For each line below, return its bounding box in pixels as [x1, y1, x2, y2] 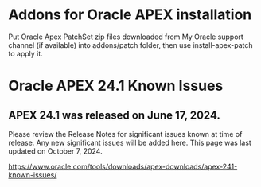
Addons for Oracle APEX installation [8, 6, 252, 24]
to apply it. [8, 49, 44, 58]
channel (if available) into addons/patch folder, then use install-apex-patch [8, 40, 253, 49]
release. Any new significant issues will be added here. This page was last [8, 138, 252, 147]
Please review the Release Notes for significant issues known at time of [8, 129, 243, 138]
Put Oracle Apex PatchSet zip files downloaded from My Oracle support [8, 32, 244, 41]
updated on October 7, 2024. [8, 146, 103, 156]
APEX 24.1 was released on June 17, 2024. [8, 108, 221, 122]
